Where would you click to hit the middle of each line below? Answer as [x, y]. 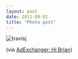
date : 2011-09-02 [27, 17]
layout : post [22, 11]
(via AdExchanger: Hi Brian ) [39, 50]
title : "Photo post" [31, 22]
